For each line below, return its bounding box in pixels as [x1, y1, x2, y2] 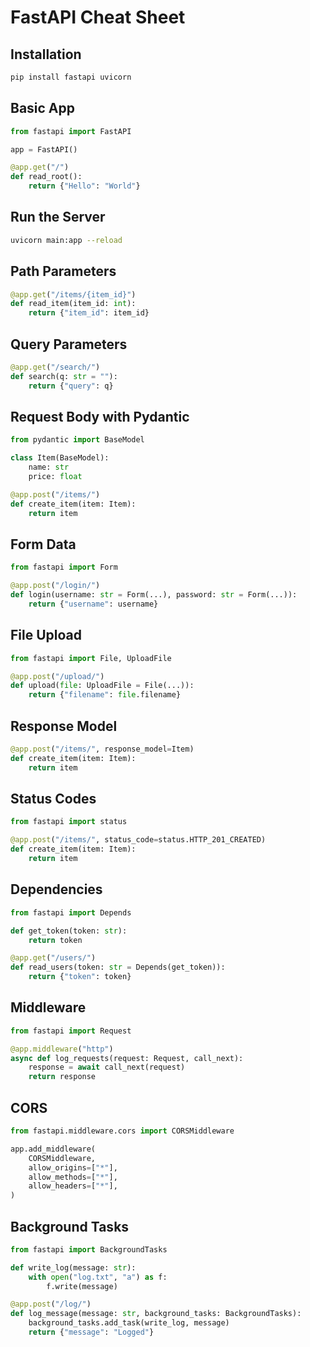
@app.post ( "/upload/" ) [10, 671, 105, 681]
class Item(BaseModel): [10, 453, 110, 463]
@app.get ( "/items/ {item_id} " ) [10, 289, 137, 300]
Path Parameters [10, 263, 117, 280]
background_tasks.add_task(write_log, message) [28, 1318, 230, 1328]
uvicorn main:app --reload [10, 235, 123, 245]
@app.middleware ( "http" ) [10, 1044, 114, 1054]
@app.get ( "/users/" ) [10, 953, 97, 963]
